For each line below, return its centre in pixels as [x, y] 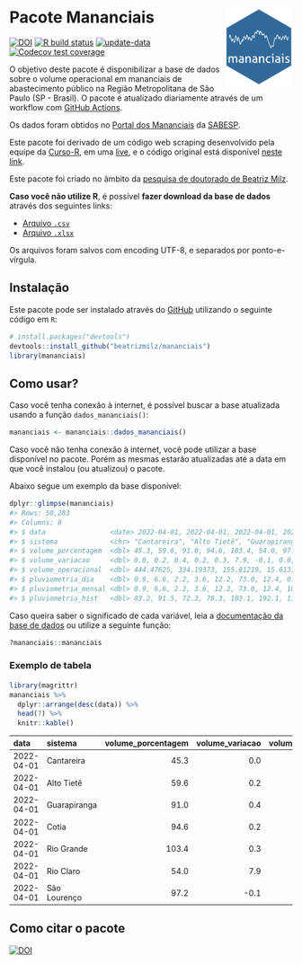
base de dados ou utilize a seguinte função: [90, 625]
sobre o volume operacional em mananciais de [96, 78]
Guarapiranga [71, 805]
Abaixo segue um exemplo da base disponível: [95, 486]
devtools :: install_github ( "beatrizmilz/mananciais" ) [110, 346]
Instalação [40, 288]
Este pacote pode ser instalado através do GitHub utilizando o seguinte [141, 309]
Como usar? [44, 383]
